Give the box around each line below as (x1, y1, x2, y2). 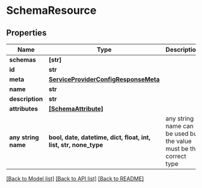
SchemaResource (6, 4, 97, 17)
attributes (9, 105, 38, 113)
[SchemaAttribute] (48, 105, 103, 113)
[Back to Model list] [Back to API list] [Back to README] (6, 175, 144, 182)
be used (165, 130, 189, 137)
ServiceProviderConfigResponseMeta (48, 75, 161, 83)
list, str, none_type (48, 141, 103, 149)
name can (165, 122, 194, 130)
